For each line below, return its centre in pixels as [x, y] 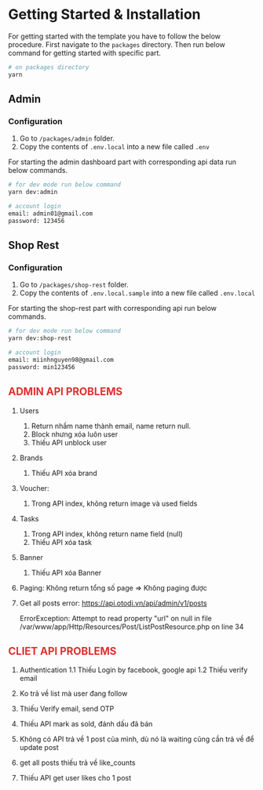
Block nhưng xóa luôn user [75, 434]
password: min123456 [42, 367]
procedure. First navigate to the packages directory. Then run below [117, 44]
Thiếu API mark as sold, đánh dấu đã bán [86, 724]
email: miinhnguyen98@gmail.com [61, 360]
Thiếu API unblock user [69, 442]
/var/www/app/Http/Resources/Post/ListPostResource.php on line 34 [131, 627]
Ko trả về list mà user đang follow [73, 693]
